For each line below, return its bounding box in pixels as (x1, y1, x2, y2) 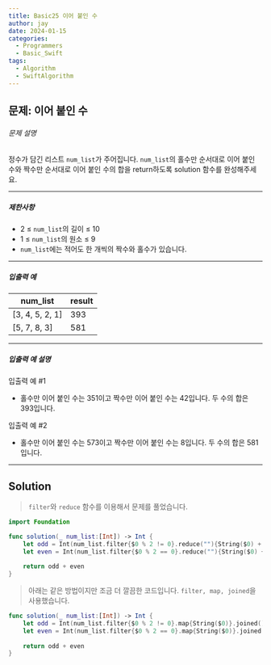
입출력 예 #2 (8, 421, 48, 431)
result (69, 296, 94, 307)
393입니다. (19, 403, 56, 413)
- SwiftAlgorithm (15, 72, 74, 80)
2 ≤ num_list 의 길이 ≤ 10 (19, 224, 101, 234)
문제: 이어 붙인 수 (8, 104, 89, 118)
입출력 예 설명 (8, 354, 51, 364)
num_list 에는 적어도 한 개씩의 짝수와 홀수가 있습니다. (19, 244, 187, 255)
